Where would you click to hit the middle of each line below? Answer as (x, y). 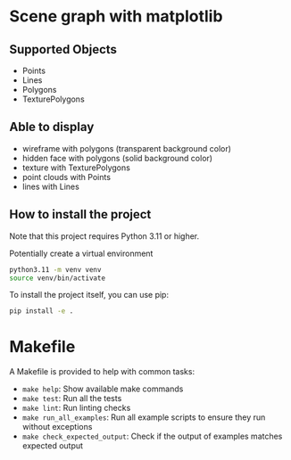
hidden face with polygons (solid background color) (117, 158)
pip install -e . (42, 311)
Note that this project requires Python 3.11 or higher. (104, 236)
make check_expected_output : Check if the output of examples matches (152, 436)
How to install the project (80, 214)
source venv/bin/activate (57, 278)
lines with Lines (51, 186)
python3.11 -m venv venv (55, 269)
